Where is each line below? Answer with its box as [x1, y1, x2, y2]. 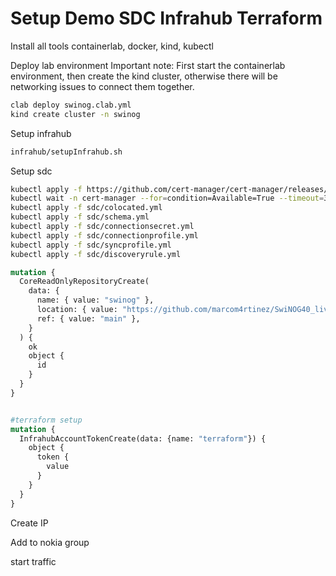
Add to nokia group [10, 536, 90, 548]
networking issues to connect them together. [10, 80, 195, 92]
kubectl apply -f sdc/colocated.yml [10, 203, 163, 213]
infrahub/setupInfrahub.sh [10, 147, 123, 157]
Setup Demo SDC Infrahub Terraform [10, 7, 323, 30]
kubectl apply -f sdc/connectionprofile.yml [10, 230, 199, 241]
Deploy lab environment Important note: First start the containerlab [10, 59, 286, 71]
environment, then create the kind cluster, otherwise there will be [10, 70, 278, 82]
